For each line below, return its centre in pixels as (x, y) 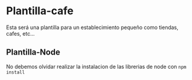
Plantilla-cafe (40, 11)
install (16, 72)
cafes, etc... (20, 33)
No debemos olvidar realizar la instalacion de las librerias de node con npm (96, 66)
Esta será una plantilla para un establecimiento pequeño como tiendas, (92, 27)
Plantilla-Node (33, 52)
